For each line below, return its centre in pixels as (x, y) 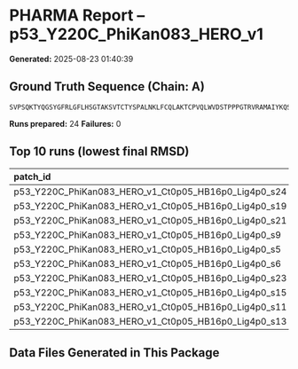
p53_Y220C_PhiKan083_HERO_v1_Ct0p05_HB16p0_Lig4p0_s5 (148, 249)
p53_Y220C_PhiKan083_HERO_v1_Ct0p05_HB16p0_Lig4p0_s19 (150, 206)
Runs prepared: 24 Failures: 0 (65, 123)
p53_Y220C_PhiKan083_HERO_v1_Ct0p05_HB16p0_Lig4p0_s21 (150, 220)
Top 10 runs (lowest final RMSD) (99, 152)
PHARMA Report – (77, 16)
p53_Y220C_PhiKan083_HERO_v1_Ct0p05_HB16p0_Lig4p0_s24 (150, 192)
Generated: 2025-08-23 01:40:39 (71, 59)
